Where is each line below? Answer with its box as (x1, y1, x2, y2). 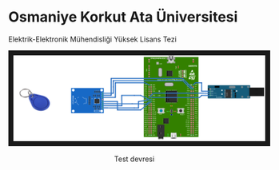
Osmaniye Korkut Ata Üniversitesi (8, 8, 238, 26)
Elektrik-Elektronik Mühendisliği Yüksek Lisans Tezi (8, 34, 177, 44)
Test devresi (114, 154, 155, 164)
